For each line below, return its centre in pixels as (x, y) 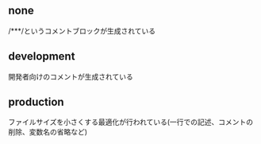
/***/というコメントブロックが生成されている (82, 31)
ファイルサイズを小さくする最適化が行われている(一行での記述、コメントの (131, 122)
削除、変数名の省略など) (48, 132)
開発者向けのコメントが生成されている (71, 76)
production (36, 102)
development (42, 56)
